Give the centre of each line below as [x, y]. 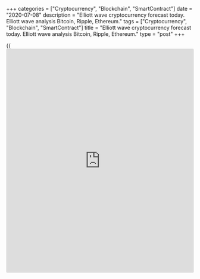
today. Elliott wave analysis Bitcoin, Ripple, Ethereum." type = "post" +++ [96, 34]
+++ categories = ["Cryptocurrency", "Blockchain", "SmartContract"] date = [99, 9]
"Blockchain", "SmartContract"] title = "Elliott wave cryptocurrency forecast [99, 27]
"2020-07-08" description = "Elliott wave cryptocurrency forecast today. [96, 15]
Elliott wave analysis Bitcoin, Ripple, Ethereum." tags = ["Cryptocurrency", [97, 21]
